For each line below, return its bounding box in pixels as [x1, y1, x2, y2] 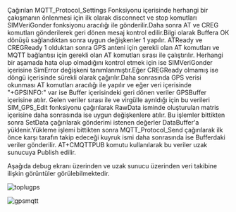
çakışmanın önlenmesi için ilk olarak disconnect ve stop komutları [7, 13, 197, 22]
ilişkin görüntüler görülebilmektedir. [7, 169, 110, 177]
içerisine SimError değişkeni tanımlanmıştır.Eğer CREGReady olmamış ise [7, 66, 219, 74]
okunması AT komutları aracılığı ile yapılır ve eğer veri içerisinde [7, 81, 192, 89]
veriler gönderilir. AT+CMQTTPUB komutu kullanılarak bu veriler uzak [7, 141, 208, 149]
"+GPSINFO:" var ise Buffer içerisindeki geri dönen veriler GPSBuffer [7, 88, 207, 96]
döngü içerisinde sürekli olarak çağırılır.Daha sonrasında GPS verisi [7, 73, 202, 82]
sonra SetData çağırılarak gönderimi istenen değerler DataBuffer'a [7, 118, 199, 126]
